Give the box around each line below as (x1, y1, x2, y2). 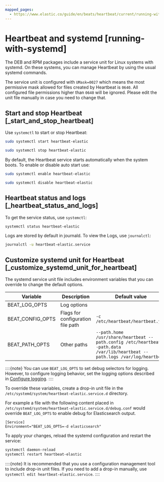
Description (61, 293, 90, 300)
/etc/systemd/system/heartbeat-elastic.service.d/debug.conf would (5, 405, 145, 411)
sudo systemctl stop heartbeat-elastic (5, 148, 86, 153)
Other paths (60, 341, 88, 348)
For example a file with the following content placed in (5, 400, 114, 406)
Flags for (60, 309, 81, 316)
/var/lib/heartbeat (96, 349, 141, 355)
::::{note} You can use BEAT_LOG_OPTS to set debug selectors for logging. (5, 366, 149, 371)
